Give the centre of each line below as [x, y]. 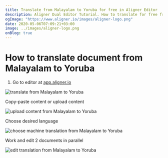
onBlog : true [19, 33]
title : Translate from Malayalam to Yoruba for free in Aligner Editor [81, 10]
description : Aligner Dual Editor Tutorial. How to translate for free [81, 14]
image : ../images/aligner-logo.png [42, 28]
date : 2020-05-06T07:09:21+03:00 [40, 24]
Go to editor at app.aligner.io [42, 82]
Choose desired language [32, 121]
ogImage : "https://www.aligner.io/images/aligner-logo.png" [69, 19]
